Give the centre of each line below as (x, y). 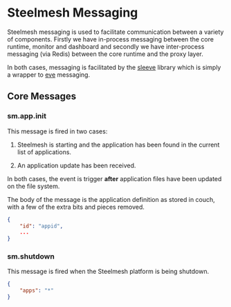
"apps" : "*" (37, 291)
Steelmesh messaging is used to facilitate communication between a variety (115, 32)
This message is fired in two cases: (57, 131)
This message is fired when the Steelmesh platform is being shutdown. (108, 272)
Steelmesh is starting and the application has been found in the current (118, 145)
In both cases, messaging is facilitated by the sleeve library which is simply (114, 67)
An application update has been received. (76, 165)
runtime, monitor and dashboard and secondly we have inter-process (106, 46)
